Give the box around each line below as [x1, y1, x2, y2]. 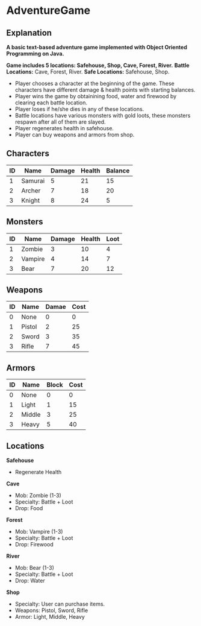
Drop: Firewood [14, 541, 54, 548]
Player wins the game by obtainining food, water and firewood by [14, 93, 177, 100]
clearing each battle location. [14, 99, 87, 106]
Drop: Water [14, 577, 45, 584]
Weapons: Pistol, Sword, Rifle [14, 607, 88, 614]
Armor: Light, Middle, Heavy [14, 613, 85, 621]
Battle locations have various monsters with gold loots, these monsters [14, 112, 191, 119]
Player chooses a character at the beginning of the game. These [14, 80, 175, 87]
